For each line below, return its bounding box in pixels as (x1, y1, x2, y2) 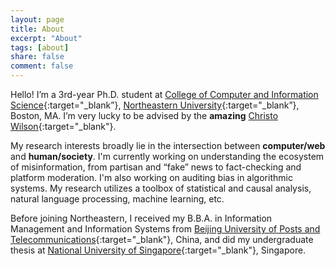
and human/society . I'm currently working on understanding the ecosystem (10, 151, 325, 162)
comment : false (10, 61, 74, 71)
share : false (10, 52, 65, 62)
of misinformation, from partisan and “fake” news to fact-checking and (10, 161, 302, 173)
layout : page (10, 14, 65, 25)
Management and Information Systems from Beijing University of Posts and (10, 223, 321, 235)
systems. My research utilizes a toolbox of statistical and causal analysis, (10, 182, 312, 194)
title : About (10, 24, 65, 34)
